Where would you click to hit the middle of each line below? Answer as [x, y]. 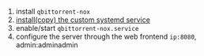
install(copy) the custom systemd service [83, 20]
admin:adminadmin [47, 45]
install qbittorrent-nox [53, 11]
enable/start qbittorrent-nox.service [77, 28]
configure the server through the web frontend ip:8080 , [106, 36]
